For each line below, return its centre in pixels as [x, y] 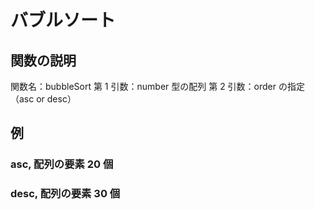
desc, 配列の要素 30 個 [65, 194]
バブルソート [63, 20]
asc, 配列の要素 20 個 [62, 164]
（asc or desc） [43, 99]
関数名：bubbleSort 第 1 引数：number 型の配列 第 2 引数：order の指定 [157, 86]
